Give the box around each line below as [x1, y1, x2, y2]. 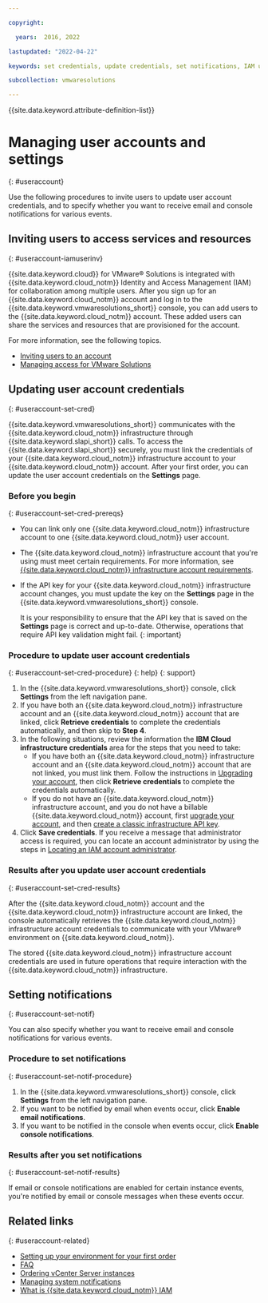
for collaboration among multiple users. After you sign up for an [8, 285, 217, 296]
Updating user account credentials [8, 383, 185, 396]
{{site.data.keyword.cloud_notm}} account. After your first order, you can [8, 461, 249, 472]
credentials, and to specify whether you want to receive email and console [8, 201, 254, 210]
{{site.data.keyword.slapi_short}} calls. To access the [8, 436, 183, 446]
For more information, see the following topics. [8, 335, 162, 345]
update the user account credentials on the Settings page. [8, 470, 201, 480]
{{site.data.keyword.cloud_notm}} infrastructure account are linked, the [8, 907, 243, 916]
